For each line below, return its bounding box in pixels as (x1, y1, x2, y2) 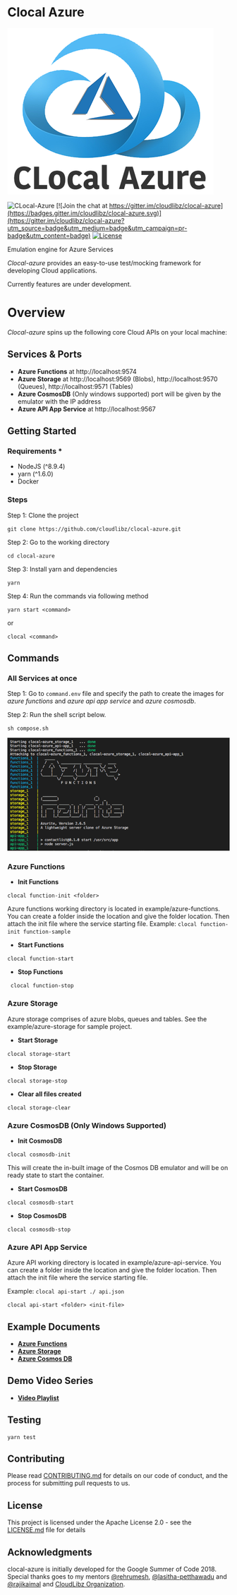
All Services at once (7, 673, 78, 683)
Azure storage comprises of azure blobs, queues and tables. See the (7, 1014, 207, 1023)
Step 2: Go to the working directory (7, 538, 110, 546)
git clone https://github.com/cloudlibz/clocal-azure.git (7, 525, 181, 533)
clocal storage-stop (7, 1077, 68, 1084)
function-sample (23, 929, 71, 936)
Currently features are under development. (7, 279, 132, 288)
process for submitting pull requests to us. (7, 1479, 130, 1488)
